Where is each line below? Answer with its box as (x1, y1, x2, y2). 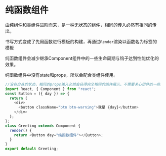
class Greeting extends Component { (5, 123, 81, 128)
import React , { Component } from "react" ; (5, 86, 96, 92)
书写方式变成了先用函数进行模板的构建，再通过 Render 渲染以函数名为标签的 (5, 38, 157, 45)
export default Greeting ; (5, 147, 58, 152)
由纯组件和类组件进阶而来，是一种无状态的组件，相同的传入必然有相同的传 (5, 22, 157, 28)
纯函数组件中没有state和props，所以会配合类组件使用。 (5, 72, 118, 78)
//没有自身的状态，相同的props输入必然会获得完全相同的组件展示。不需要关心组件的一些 (5, 82, 161, 87)
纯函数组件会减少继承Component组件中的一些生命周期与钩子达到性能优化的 (5, 55, 159, 61)
